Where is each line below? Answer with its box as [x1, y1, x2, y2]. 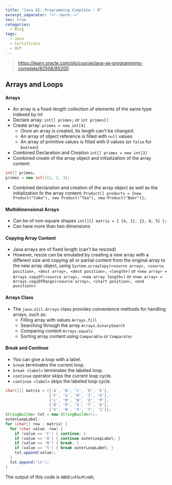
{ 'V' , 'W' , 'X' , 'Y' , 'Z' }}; [49, 407, 111, 413]
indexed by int [12, 111, 43, 118]
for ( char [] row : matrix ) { [5, 421, 68, 426]
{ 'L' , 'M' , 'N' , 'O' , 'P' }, [49, 398, 109, 403]
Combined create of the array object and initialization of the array [12, 155, 151, 161]
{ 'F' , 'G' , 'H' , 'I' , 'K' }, [49, 393, 109, 398]
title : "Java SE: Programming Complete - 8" [5, 7, 102, 13]
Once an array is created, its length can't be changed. [20, 128, 135, 134]
